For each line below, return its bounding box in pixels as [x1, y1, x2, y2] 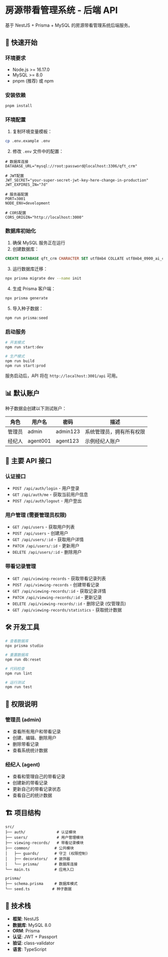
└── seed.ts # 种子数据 [5, 887, 72, 892]
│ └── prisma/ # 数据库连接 [5, 862, 78, 867]
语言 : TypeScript [12, 946, 46, 952]
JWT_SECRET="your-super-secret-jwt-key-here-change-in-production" [5, 178, 149, 183]
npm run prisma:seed [5, 315, 48, 320]
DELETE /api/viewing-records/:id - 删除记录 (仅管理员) [12, 600, 126, 606]
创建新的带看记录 [12, 780, 48, 786]
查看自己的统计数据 [12, 793, 52, 799]
